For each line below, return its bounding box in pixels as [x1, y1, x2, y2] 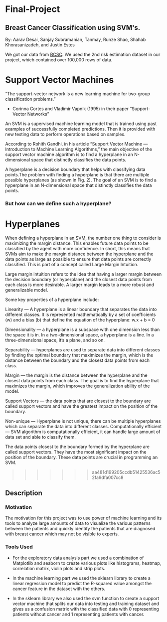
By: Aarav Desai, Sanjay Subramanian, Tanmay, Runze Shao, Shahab [5, 36, 146, 42]
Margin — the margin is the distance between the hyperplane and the [5, 372, 148, 378]
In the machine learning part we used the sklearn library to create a [12, 575, 151, 581]
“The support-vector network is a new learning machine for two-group [5, 91, 151, 97]
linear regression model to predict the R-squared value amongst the [12, 580, 152, 586]
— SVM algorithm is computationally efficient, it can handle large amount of [5, 429, 161, 435]
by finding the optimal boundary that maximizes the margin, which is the [5, 352, 154, 358]
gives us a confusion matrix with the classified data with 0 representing [12, 606, 160, 612]
